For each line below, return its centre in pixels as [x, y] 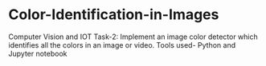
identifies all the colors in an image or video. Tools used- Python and [122, 45]
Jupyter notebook [38, 53]
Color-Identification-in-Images [114, 15]
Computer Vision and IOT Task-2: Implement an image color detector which [133, 37]
